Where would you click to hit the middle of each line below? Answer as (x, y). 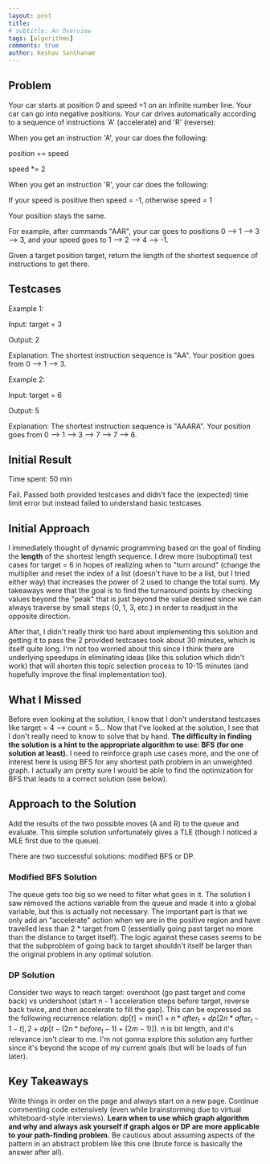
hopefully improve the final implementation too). (88, 674)
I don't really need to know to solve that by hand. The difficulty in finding (130, 736)
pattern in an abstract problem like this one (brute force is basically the (125, 1143)
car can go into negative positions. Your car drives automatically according (132, 113)
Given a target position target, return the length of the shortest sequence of (133, 255)
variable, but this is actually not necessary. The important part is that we (128, 912)
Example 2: (27, 379)
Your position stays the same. (57, 215)
